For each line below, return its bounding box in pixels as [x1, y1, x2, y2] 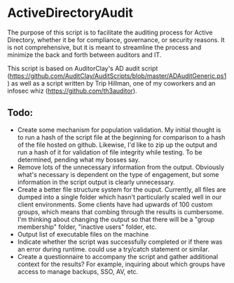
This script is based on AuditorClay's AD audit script [7, 64, 158, 72]
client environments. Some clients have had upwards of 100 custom [17, 200, 213, 209]
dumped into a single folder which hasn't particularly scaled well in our [17, 192, 222, 201]
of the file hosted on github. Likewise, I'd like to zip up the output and [17, 140, 217, 149]
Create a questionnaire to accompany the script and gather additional [17, 252, 219, 261]
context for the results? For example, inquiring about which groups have [17, 260, 226, 268]
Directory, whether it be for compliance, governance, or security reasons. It [7, 35, 226, 44]
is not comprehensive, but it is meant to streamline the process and [7, 43, 202, 51]
